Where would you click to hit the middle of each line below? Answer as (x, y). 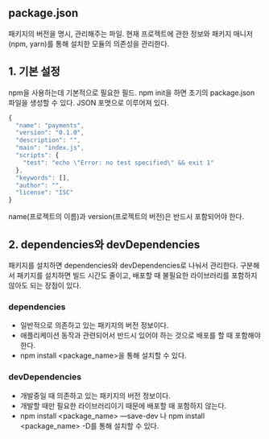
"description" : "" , (48, 140)
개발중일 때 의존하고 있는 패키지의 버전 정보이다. (95, 396)
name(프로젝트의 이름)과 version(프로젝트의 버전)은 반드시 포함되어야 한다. (126, 217)
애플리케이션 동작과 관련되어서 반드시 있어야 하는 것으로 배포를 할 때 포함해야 (141, 335)
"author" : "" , (39, 185)
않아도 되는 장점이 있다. (45, 285)
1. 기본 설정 (34, 72)
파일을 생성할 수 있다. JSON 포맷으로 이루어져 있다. (89, 102)
